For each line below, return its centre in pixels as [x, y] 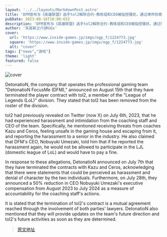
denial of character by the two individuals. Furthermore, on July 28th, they [81, 178]
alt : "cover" [23, 47]
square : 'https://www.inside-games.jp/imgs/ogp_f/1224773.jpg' [76, 42]
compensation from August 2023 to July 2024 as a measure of [70, 188]
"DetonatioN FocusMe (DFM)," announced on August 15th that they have [80, 90]
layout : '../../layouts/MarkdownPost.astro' [52, 10]
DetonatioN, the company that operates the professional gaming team [77, 85]
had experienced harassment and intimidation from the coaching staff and [81, 120]
